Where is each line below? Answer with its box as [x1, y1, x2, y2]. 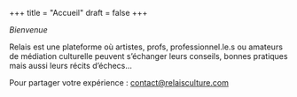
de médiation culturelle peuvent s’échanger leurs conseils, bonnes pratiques [9, 51, 288, 61]
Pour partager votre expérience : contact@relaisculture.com [9, 78, 229, 87]
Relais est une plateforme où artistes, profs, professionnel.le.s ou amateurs [9, 41, 284, 52]
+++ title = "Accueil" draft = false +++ [9, 8, 148, 18]
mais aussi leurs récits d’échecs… [9, 61, 133, 71]
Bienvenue [9, 25, 48, 34]
